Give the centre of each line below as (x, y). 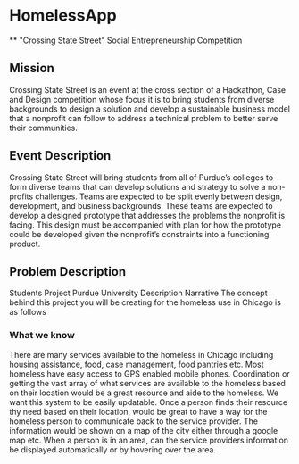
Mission (32, 68)
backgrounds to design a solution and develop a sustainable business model (149, 109)
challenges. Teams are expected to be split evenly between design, (159, 196)
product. (25, 244)
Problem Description (68, 272)
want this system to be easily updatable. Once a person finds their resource (149, 402)
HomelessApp (63, 16)
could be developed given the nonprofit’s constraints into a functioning (139, 234)
